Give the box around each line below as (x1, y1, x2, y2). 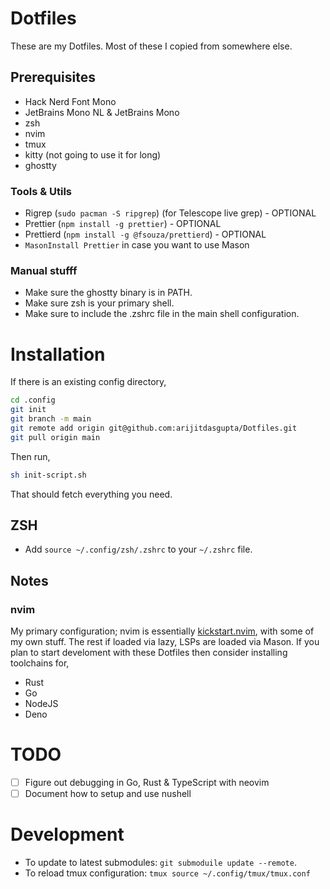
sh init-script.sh (10, 470, 87, 480)
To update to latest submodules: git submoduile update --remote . (24, 857, 297, 869)
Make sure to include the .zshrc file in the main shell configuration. (24, 308, 300, 320)
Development (10, 823, 125, 846)
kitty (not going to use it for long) (24, 148, 162, 161)
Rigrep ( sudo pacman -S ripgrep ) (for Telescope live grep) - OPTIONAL (24, 207, 317, 219)
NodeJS (24, 698, 59, 710)
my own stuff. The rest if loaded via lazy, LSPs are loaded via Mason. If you (10, 636, 320, 648)
